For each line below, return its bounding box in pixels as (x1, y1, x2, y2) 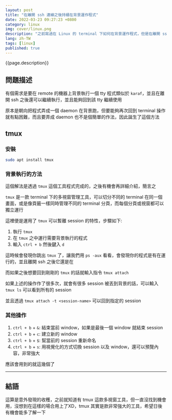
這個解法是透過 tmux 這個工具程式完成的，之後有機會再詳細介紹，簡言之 (5, 183, 156, 190)
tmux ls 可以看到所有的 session (5, 287, 72, 293)
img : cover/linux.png (5, 27, 52, 32)
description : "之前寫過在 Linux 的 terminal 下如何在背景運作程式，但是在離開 (5, 31, 160, 36)
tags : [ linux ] (5, 41, 36, 46)
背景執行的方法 (5, 170, 42, 177)
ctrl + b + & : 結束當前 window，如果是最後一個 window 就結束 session (12, 324, 163, 330)
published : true (5, 46, 40, 51)
